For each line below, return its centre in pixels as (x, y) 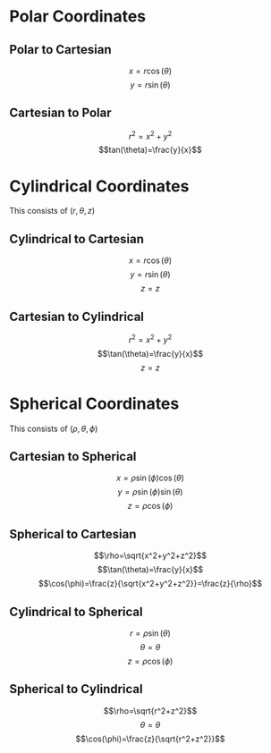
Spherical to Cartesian (73, 534)
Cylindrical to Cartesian (77, 239)
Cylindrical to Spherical (76, 611)
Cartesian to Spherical (73, 457)
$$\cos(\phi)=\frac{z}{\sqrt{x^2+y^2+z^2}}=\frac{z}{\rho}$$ (150, 584)
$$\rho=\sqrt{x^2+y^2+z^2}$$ (150, 555)
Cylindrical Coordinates (99, 186)
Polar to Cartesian (60, 50)
